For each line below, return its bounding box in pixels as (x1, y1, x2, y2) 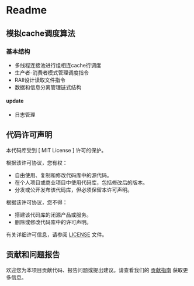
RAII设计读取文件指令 (14, 76, 65, 83)
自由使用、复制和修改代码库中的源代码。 (14, 171, 112, 179)
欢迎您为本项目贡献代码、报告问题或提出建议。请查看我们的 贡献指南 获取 (6, 266, 183, 273)
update (6, 97, 24, 104)
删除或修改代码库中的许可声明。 (14, 218, 92, 226)
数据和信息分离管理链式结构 (14, 83, 82, 91)
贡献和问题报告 (6, 250, 60, 260)
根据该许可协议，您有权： (6, 159, 68, 166)
